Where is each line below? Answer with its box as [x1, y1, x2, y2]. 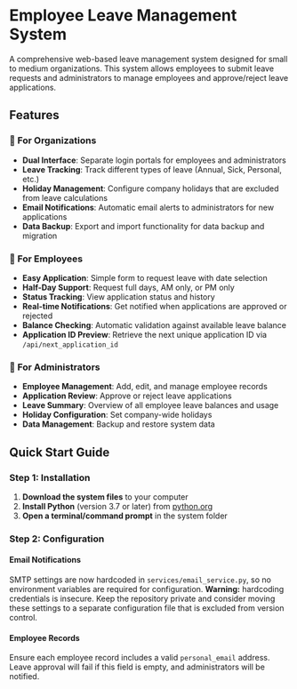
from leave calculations [21, 192, 108, 203]
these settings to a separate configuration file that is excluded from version [9, 603, 285, 613]
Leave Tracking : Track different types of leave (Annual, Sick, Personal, [21, 164, 283, 174]
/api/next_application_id [21, 340, 118, 349]
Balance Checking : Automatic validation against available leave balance [21, 319, 287, 330]
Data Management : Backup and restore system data [21, 419, 215, 429]
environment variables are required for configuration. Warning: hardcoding [9, 584, 285, 595]
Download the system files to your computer [21, 491, 189, 502]
